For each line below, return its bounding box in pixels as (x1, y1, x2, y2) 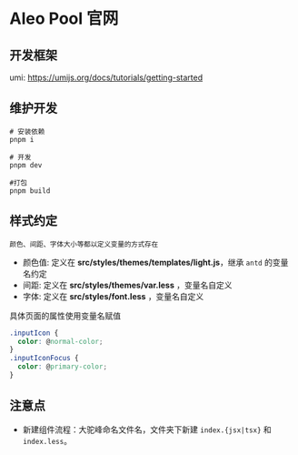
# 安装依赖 (9, 126, 45, 136)
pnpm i (9, 135, 35, 144)
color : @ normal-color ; (17, 337, 104, 346)
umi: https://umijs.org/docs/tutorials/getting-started (9, 72, 203, 83)
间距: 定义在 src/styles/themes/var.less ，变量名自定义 (22, 279, 233, 290)
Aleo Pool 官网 (9, 8, 119, 29)
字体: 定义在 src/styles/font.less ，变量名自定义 (22, 290, 204, 301)
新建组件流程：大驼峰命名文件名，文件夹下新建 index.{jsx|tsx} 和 (22, 424, 273, 435)
